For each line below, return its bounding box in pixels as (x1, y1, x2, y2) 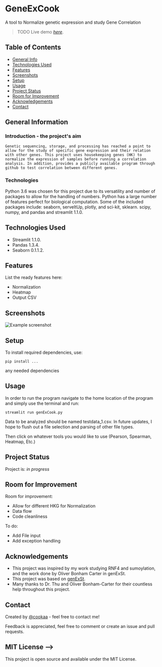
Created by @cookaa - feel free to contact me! (5, 614, 100, 620)
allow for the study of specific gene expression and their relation (5, 148, 151, 153)
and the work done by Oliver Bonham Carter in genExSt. (12, 571, 126, 577)
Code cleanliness (12, 513, 48, 519)
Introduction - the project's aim (5, 133, 81, 140)
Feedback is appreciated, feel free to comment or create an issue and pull (5, 624, 155, 629)
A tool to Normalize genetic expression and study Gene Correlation (5, 19, 141, 25)
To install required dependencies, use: (5, 349, 83, 355)
